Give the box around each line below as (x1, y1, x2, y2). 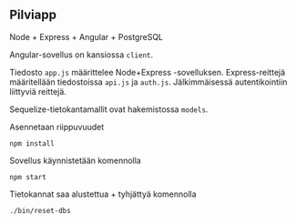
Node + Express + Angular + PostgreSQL (9, 31, 164, 42)
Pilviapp (9, 7, 57, 23)
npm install (9, 138, 55, 148)
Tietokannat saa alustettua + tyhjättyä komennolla (9, 188, 198, 199)
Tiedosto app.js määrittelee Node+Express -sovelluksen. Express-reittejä (9, 66, 286, 77)
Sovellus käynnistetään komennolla (9, 155, 141, 166)
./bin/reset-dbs (9, 206, 71, 215)
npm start (9, 172, 47, 181)
